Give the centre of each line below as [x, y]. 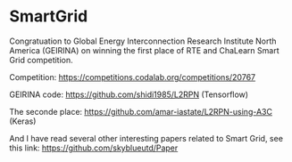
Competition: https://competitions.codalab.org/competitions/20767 [133, 77]
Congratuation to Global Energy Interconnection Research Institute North [143, 41]
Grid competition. [41, 60]
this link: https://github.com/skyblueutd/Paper [94, 148]
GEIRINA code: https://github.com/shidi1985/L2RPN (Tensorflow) [129, 94]
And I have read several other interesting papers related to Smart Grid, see [146, 138]
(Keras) [23, 121]
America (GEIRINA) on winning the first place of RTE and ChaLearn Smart [144, 50]
